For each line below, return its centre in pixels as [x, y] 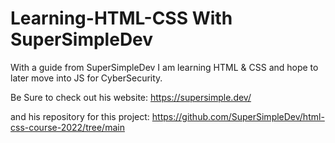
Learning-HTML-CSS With [121, 18]
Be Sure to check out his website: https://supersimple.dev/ [131, 97]
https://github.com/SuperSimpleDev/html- [238, 116]
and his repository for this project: [80, 116]
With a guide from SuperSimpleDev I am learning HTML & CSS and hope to [164, 67]
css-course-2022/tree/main [67, 127]
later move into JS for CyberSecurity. [86, 78]
